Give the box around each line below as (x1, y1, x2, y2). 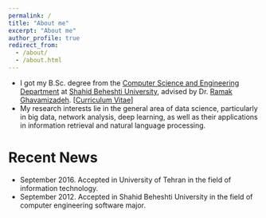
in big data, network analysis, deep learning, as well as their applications (19, 112, 259, 121)
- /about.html (15, 57, 62, 65)
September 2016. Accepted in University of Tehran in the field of (19, 175, 232, 184)
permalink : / (8, 11, 52, 20)
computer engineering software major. (19, 200, 146, 210)
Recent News (8, 149, 98, 167)
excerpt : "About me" (8, 26, 77, 34)
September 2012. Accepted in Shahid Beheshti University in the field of (19, 192, 253, 201)
